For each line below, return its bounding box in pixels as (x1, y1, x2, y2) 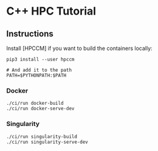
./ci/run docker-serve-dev (6, 105, 75, 112)
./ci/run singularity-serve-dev (6, 139, 88, 145)
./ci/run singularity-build (6, 133, 78, 139)
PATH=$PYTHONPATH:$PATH (6, 72, 67, 79)
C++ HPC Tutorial (6, 4, 96, 18)
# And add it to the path (6, 67, 72, 73)
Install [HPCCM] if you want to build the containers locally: (6, 44, 153, 52)
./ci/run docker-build (6, 100, 64, 107)
